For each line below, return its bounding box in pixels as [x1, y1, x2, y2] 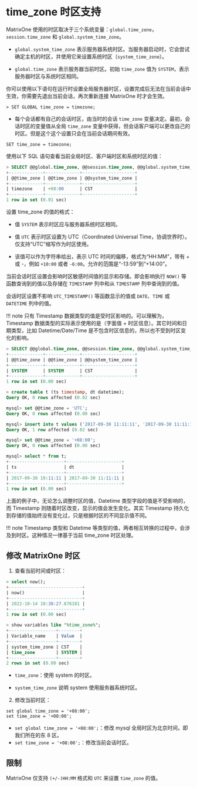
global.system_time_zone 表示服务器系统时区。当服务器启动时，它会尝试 [14, 45, 190, 53]
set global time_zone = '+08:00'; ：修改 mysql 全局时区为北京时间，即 [14, 724, 189, 731]
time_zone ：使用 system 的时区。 [14, 672, 95, 679]
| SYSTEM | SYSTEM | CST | [6, 367, 138, 374]
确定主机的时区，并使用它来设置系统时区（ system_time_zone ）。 [14, 53, 168, 60]
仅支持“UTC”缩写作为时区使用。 [14, 241, 92, 248]
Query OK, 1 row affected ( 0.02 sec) [6, 427, 98, 432]
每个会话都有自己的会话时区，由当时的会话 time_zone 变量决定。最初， [14, 115, 186, 122]
